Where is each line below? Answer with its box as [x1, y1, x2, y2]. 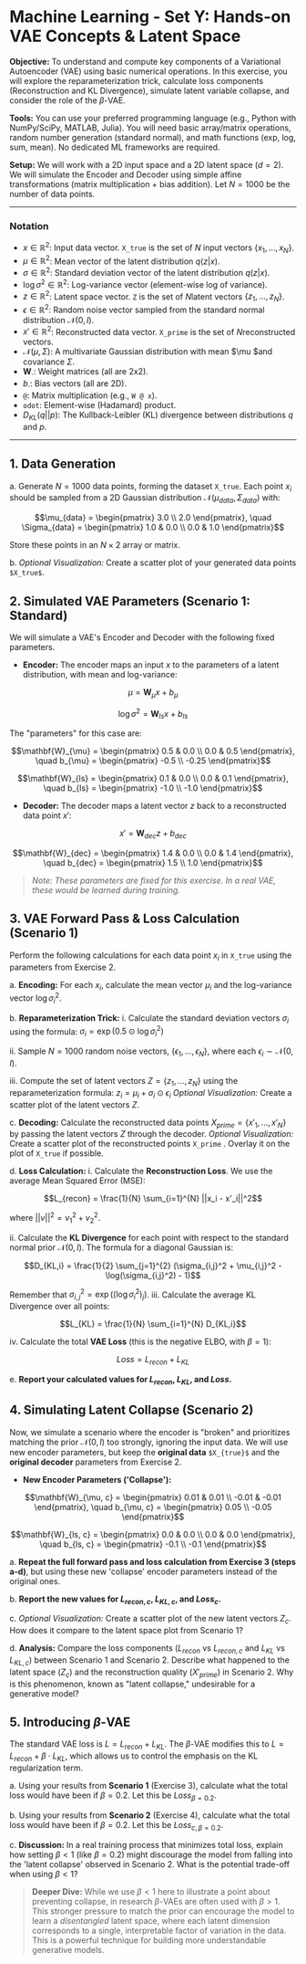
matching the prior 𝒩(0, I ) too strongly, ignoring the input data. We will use [9, 1436, 289, 1447]
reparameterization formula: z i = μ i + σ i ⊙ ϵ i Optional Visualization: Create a [9, 1087, 292, 1100]
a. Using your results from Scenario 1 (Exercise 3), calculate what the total [9, 1780, 289, 1791]
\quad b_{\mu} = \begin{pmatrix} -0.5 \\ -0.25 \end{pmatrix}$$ [35, 755, 271, 766]
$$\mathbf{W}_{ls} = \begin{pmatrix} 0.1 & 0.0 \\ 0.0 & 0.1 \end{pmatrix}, [16, 773, 290, 784]
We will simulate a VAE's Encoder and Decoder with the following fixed [9, 632, 275, 643]
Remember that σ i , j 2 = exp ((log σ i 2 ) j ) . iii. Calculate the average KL [9, 1287, 257, 1302]
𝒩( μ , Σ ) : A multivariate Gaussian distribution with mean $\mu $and [22, 346, 273, 357]
